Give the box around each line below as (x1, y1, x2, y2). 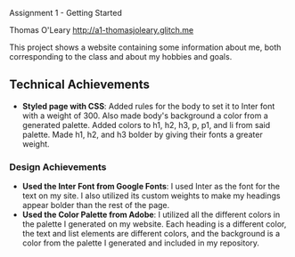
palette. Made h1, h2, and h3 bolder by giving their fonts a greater (21, 129, 263, 140)
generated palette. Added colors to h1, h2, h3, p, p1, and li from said (21, 119, 270, 130)
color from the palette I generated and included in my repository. (21, 237, 260, 248)
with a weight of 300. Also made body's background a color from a (21, 110, 269, 121)
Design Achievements (9, 160, 107, 173)
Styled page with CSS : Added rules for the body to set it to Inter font (21, 100, 275, 111)
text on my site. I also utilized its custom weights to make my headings (21, 190, 281, 201)
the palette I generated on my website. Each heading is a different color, (21, 219, 287, 229)
